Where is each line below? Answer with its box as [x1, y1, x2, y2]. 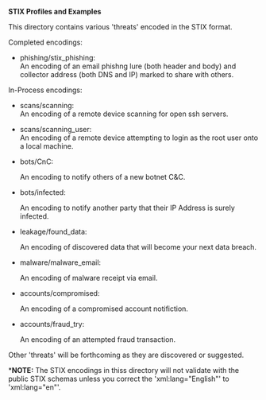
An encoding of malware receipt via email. [19, 274, 158, 282]
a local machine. [19, 142, 74, 150]
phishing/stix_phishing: [19, 53, 96, 62]
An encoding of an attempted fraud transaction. [19, 335, 176, 344]
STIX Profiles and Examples [8, 7, 102, 16]
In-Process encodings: [8, 85, 83, 95]
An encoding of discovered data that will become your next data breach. [19, 243, 256, 251]
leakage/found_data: [19, 227, 87, 236]
